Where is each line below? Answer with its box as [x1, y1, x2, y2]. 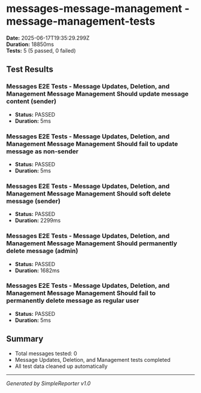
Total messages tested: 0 [14, 349, 78, 357]
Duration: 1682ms [14, 267, 60, 274]
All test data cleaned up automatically [14, 362, 108, 370]
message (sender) [6, 197, 61, 205]
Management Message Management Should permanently [6, 239, 178, 248]
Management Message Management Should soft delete [6, 189, 171, 197]
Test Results [6, 65, 54, 75]
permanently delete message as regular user [6, 297, 139, 305]
